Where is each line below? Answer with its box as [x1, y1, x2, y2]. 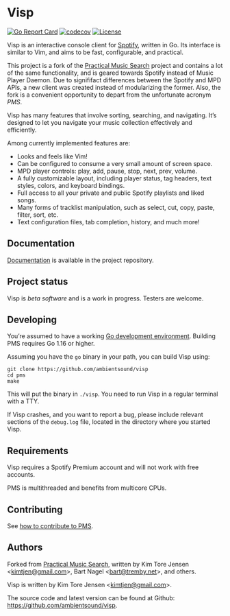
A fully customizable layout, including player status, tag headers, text [16, 174, 212, 182]
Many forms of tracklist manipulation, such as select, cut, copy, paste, [16, 203, 215, 211]
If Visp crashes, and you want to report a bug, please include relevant [7, 410, 203, 419]
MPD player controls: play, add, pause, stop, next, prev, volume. [16, 167, 197, 175]
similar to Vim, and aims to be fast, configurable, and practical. [7, 48, 183, 56]
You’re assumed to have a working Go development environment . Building [7, 332, 216, 340]
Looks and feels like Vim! [16, 152, 88, 161]
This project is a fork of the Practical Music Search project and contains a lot [7, 61, 223, 69]
